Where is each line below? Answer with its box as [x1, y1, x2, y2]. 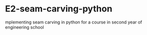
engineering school [5, 24, 44, 30]
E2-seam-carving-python [5, 3, 113, 14]
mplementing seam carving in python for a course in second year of [5, 19, 143, 25]
